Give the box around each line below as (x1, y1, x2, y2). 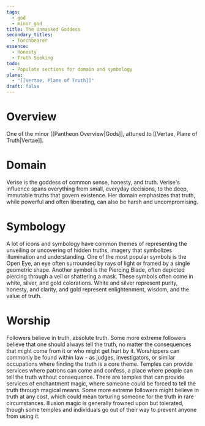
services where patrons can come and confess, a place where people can (6, 366, 193, 374)
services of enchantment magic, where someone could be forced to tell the (6, 379, 196, 387)
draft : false (6, 84, 40, 90)
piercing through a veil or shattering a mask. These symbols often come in (6, 272, 194, 280)
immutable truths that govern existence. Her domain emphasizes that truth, (6, 191, 196, 199)
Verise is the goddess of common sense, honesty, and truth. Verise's (6, 178, 181, 186)
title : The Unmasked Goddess (6, 26, 81, 33)
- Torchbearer (12, 37, 48, 44)
